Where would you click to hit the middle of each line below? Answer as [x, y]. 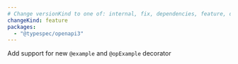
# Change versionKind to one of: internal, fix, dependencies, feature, [117, 14]
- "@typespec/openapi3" [49, 33]
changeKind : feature [38, 20]
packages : [22, 27]
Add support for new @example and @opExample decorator [89, 53]
